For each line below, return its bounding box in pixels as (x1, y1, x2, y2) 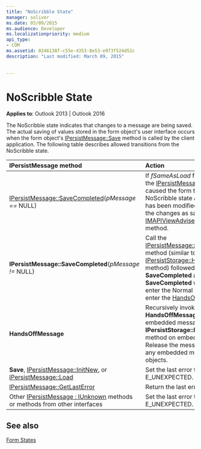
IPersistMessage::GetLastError (9, 383, 95, 391)
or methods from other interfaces (9, 400, 103, 408)
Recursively (145, 303, 178, 312)
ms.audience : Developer (6, 25, 66, 32)
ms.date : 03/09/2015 (6, 20, 58, 26)
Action (145, 161, 165, 170)
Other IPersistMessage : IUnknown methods (9, 393, 133, 401)
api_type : (6, 37, 31, 43)
